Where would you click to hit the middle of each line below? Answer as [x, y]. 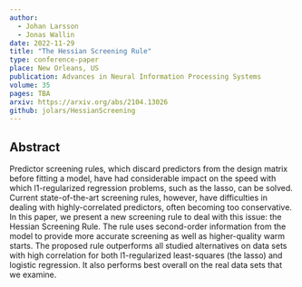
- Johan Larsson [48, 26]
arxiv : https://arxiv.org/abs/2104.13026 [89, 102]
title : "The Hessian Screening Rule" [81, 52]
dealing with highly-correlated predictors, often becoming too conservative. [151, 207]
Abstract [35, 147]
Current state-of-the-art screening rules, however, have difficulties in [138, 198]
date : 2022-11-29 [42, 43]
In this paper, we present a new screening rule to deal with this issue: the [146, 217]
